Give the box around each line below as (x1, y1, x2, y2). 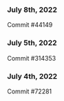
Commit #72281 (7, 87, 52, 95)
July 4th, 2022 (7, 71, 58, 81)
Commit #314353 (7, 54, 56, 62)
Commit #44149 (7, 21, 53, 29)
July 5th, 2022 (7, 38, 57, 48)
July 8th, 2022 (7, 5, 57, 15)
